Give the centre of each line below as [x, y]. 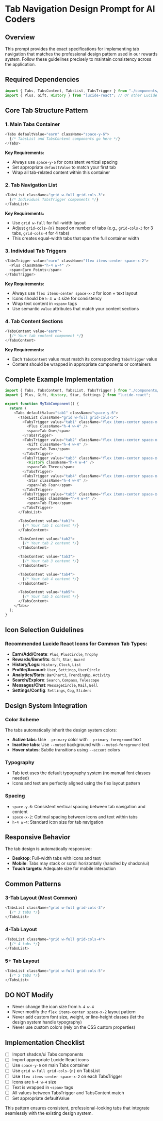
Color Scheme [22, 719]
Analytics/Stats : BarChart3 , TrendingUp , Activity [61, 675]
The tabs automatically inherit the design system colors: [61, 730]
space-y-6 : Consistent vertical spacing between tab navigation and [79, 806]
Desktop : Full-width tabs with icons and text [56, 858]
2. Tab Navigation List [31, 185]
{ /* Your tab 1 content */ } [51, 526]
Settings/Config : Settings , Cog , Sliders [52, 690]
